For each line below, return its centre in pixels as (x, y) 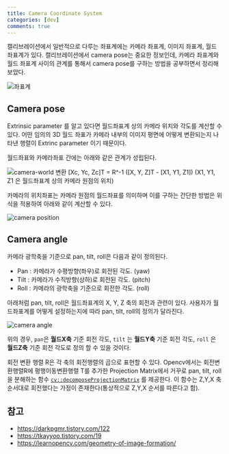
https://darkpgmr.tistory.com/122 (64, 428)
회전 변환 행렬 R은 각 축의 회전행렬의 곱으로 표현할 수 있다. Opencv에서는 (105, 362)
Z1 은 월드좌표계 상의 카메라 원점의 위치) (60, 181)
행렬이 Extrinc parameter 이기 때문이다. (73, 143)
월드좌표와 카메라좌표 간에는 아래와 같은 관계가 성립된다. (82, 157)
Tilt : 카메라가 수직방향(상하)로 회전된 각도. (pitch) (84, 279)
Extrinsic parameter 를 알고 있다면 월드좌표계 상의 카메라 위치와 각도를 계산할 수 (114, 126)
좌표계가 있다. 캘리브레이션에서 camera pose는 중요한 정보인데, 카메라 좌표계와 (113, 55)
